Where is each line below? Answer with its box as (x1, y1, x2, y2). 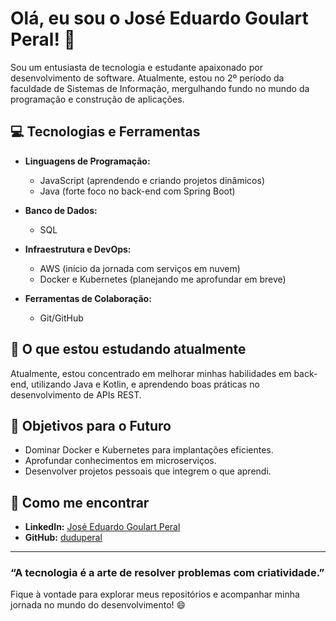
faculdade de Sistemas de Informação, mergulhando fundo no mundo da (10, 82, 310, 94)
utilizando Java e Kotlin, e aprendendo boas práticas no (30, 378, 260, 390)
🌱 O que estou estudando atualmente (10, 341, 247, 358)
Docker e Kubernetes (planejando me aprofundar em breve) (39, 273, 287, 285)
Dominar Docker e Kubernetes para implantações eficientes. (24, 444, 274, 456)
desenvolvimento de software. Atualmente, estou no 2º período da (10, 72, 285, 84)
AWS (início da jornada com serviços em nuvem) (39, 262, 241, 274)
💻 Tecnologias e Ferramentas (10, 123, 201, 141)
